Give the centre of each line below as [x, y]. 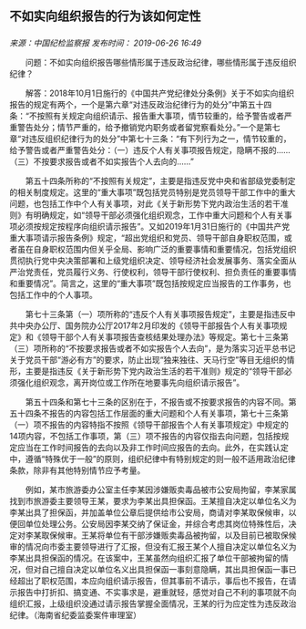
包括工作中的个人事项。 [53, 295]
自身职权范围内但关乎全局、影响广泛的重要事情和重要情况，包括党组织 [165, 250]
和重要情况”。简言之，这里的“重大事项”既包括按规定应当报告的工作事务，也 [150, 284]
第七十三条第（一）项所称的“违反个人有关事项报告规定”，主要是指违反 [157, 314]
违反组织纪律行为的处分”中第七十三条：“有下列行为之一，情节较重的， [160, 139]
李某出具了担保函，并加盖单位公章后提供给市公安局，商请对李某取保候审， [149, 512]
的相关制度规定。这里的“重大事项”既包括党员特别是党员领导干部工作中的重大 [153, 192]
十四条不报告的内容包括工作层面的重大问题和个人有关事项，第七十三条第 [153, 414]
